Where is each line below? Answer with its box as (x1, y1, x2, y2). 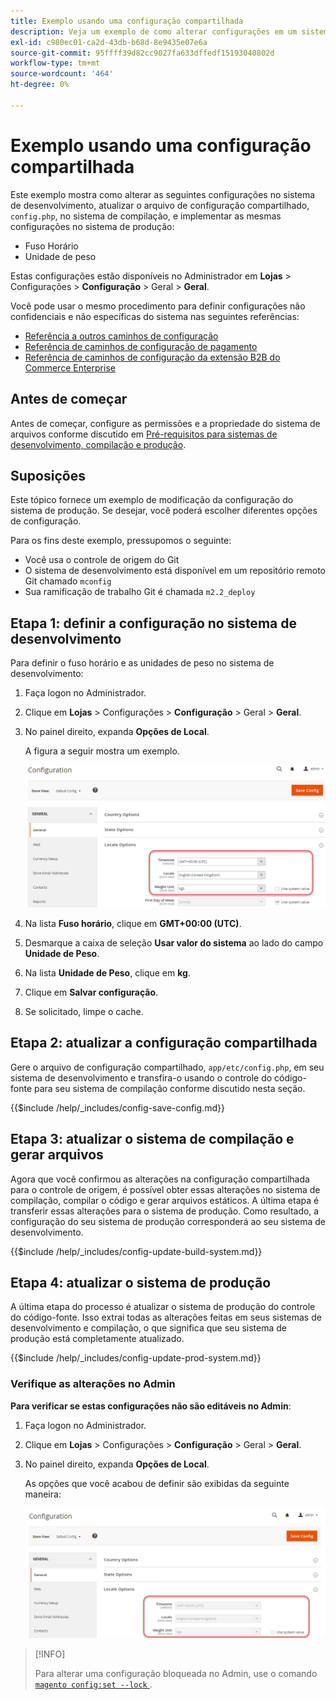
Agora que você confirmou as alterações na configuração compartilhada (10, 1173, 310, 1185)
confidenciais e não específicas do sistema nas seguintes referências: (10, 310, 300, 322)
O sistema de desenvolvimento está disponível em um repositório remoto (24, 565, 327, 577)
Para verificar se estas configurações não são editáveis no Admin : (10, 1400, 292, 1412)
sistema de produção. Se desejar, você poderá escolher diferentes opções (10, 505, 318, 517)
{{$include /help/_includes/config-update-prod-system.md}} (10, 1352, 262, 1364)
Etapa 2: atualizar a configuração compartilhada (10, 1035, 318, 1052)
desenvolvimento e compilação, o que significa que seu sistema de (10, 1322, 287, 1334)
